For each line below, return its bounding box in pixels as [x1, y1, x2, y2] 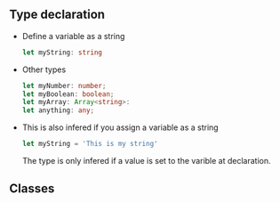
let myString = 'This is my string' [21, 140, 158, 149]
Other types [21, 64, 67, 75]
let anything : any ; [21, 106, 95, 115]
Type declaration [9, 7, 105, 22]
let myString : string [21, 48, 103, 57]
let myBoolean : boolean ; [21, 89, 115, 99]
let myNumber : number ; [21, 81, 107, 90]
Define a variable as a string [21, 30, 125, 41]
